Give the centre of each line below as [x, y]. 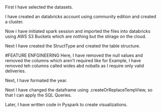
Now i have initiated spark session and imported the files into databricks [78, 31]
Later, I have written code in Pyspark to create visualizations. [67, 104]
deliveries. [15, 71]
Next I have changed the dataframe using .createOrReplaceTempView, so [79, 90]
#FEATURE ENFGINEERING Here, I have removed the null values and [74, 55]
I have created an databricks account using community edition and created [81, 16]
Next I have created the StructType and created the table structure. [73, 46]
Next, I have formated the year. [36, 80]
